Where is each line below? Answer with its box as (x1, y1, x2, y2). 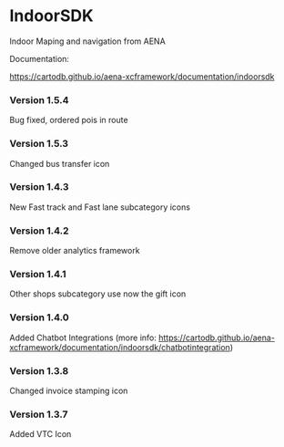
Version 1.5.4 (9, 93, 70, 106)
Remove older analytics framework (9, 245, 140, 256)
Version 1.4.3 (9, 181, 69, 193)
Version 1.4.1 (9, 268, 66, 281)
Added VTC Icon (9, 429, 72, 440)
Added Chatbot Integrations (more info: (9, 332, 157, 343)
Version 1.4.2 (9, 224, 70, 237)
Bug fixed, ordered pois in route (9, 115, 129, 126)
